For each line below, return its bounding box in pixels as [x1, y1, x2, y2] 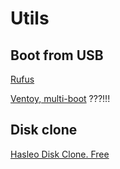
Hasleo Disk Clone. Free [10, 148, 110, 160]
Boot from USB [10, 47, 104, 64]
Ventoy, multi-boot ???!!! [10, 93, 111, 104]
